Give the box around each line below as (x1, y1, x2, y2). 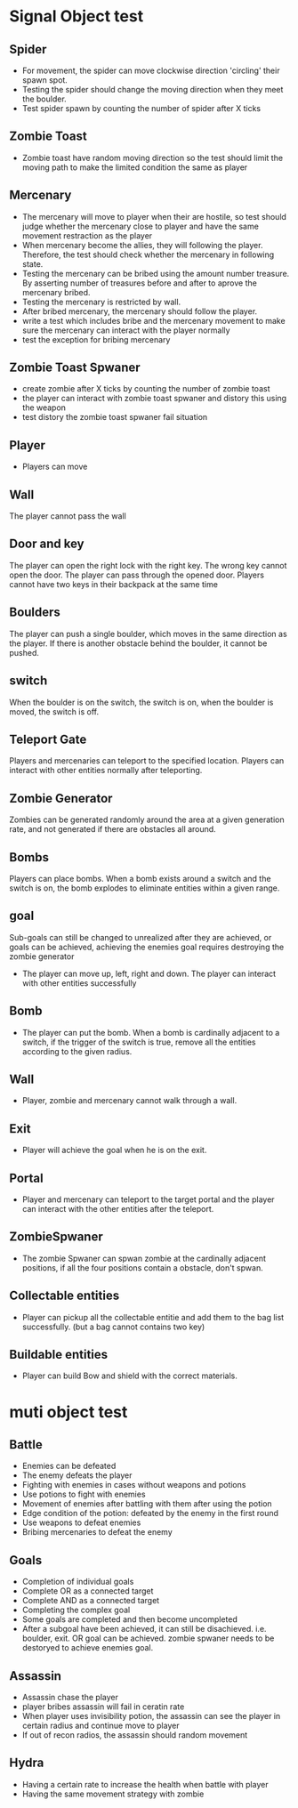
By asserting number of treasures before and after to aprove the (21, 278, 258, 288)
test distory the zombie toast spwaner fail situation (21, 412, 208, 423)
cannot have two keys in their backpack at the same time (9, 578, 218, 589)
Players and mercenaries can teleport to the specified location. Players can (9, 755, 285, 766)
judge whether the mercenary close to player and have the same (21, 221, 260, 231)
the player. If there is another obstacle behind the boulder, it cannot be (9, 638, 268, 649)
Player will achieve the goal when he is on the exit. (21, 1145, 207, 1156)
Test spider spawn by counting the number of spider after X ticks (21, 103, 261, 113)
